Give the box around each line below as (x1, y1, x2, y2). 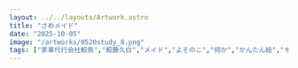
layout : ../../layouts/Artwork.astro (9, 12, 149, 22)
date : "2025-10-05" (9, 29, 82, 38)
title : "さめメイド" (9, 21, 78, 30)
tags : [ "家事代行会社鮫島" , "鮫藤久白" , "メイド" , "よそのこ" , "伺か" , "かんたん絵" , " (9, 46, 285, 55)
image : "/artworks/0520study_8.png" (9, 37, 145, 47)
